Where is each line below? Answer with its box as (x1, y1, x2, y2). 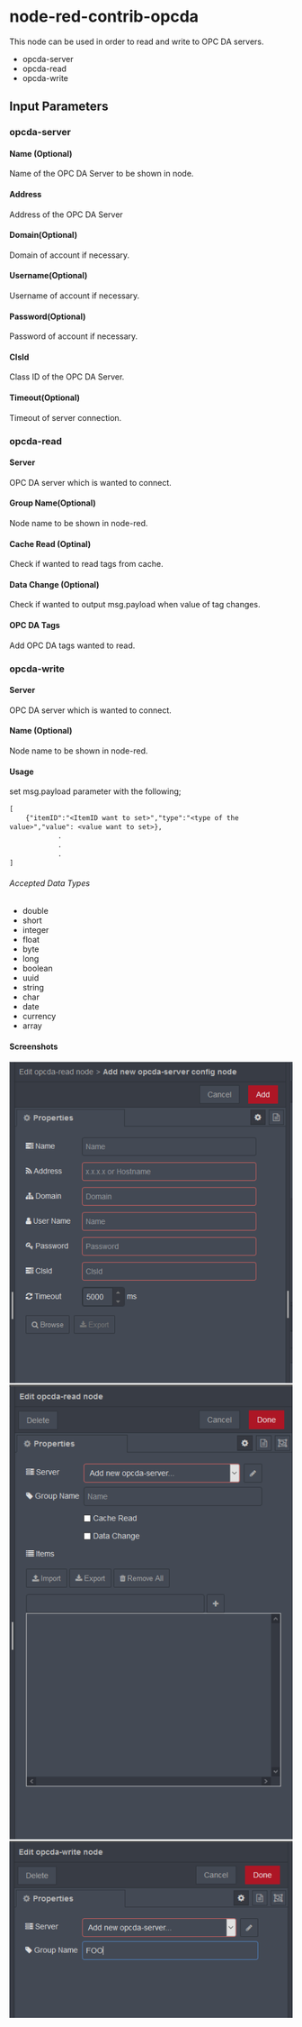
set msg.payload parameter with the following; (9, 786, 182, 797)
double (22, 906, 49, 917)
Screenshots (9, 1041, 58, 1052)
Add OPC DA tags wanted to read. (9, 640, 136, 651)
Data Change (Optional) (9, 579, 100, 589)
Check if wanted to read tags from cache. (9, 559, 164, 570)
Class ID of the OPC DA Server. (9, 371, 125, 382)
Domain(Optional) (9, 230, 78, 241)
